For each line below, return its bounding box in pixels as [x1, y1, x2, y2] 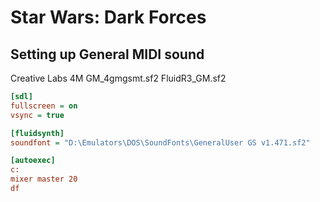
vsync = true [10, 110, 65, 120]
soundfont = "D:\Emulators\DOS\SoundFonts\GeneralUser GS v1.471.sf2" [10, 137, 311, 148]
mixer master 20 [10, 174, 78, 185]
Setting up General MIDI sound [10, 46, 205, 63]
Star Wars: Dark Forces [10, 6, 207, 29]
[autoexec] [10, 156, 56, 166]
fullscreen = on [10, 101, 78, 111]
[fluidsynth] [10, 128, 65, 138]
